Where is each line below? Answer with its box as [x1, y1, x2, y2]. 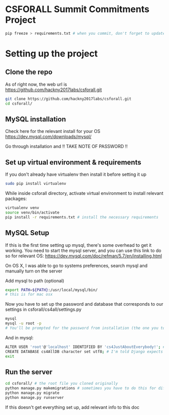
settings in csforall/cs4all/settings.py [5, 306, 82, 313]
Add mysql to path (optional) [5, 278, 64, 284]
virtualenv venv [5, 205, 39, 211]
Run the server [5, 368, 53, 376]
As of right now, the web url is [5, 81, 67, 87]
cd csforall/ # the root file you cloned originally [5, 381, 118, 386]
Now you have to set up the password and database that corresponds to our [5, 301, 163, 307]
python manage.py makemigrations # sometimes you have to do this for [5, 386, 156, 391]
